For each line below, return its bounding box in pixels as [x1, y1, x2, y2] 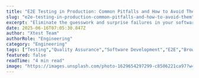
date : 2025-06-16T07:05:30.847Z [6, 25, 86, 31]
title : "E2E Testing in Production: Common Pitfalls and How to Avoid [6, 8, 184, 15]
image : [6, 63, 23, 69]
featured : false [6, 52, 46, 58]
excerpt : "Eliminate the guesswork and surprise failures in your [6, 19, 174, 25]
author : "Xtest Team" [6, 30, 60, 36]
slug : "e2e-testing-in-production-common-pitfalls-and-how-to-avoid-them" [6, 14, 195, 20]
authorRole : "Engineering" [6, 36, 73, 42]
